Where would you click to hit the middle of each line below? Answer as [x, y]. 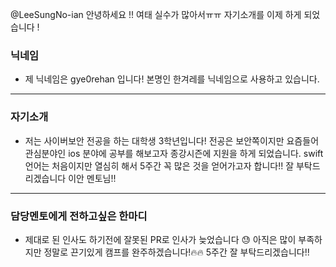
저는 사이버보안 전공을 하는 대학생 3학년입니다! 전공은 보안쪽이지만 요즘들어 [172, 140]
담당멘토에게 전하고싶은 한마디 [79, 216]
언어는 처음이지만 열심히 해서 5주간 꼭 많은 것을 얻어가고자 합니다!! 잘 [159, 165]
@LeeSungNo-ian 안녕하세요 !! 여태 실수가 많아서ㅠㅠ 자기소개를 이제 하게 [156, 14]
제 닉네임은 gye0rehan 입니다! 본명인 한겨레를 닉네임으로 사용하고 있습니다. [172, 79]
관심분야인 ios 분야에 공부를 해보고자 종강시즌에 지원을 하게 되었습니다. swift [174, 153]
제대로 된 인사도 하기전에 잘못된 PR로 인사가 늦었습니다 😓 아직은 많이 [160, 239]
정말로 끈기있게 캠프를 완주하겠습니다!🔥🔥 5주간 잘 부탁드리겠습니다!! [176, 252]
